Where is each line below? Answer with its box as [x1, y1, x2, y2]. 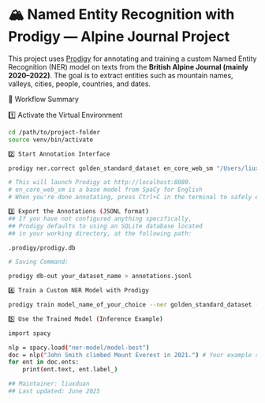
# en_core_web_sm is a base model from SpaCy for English [8, 186, 203, 194]
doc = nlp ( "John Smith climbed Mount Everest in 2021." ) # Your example [8, 351, 252, 359]
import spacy [8, 329, 51, 337]
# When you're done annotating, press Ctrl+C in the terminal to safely [8, 194, 252, 201]
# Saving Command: [8, 258, 69, 266]
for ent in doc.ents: [8, 358, 80, 367]
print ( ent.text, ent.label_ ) [22, 366, 118, 374]
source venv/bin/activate [8, 135, 93, 144]
